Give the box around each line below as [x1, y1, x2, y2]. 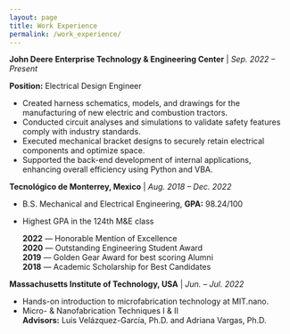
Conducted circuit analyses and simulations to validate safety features [21, 117, 281, 127]
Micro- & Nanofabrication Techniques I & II [21, 305, 178, 316]
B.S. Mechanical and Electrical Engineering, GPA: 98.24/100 [21, 199, 244, 209]
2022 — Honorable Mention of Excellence [21, 233, 178, 244]
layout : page [9, 12, 58, 22]
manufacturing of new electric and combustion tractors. [21, 108, 228, 118]
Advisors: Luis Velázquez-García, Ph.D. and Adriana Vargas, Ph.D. [21, 315, 267, 326]
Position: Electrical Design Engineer [9, 81, 143, 92]
